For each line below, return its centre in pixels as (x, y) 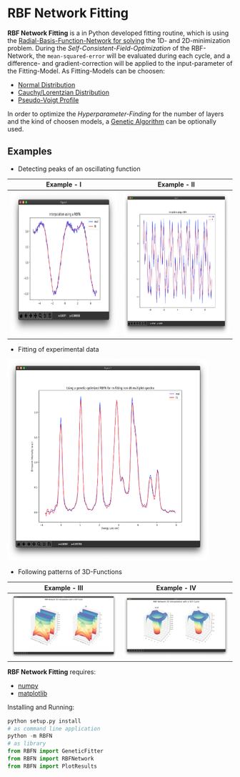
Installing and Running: (41, 707)
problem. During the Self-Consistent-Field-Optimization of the (99, 48)
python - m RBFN (30, 736)
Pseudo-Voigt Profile (48, 100)
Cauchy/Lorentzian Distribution (63, 92)
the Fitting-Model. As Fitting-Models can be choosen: (86, 71)
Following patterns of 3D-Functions (70, 572)
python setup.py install (44, 721)
